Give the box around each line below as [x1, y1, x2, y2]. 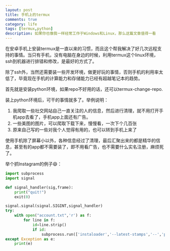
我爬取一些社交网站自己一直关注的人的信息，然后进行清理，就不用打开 [12, 107, 159, 114]
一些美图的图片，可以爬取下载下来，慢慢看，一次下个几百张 [12, 120, 137, 126]
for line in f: [23, 218, 56, 223]
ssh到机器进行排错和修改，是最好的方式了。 [5, 58, 97, 64]
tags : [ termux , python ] [5, 26, 53, 31]
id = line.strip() [32, 222, 67, 227]
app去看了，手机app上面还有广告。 [17, 114, 91, 120]
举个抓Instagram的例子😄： [5, 161, 62, 167]
